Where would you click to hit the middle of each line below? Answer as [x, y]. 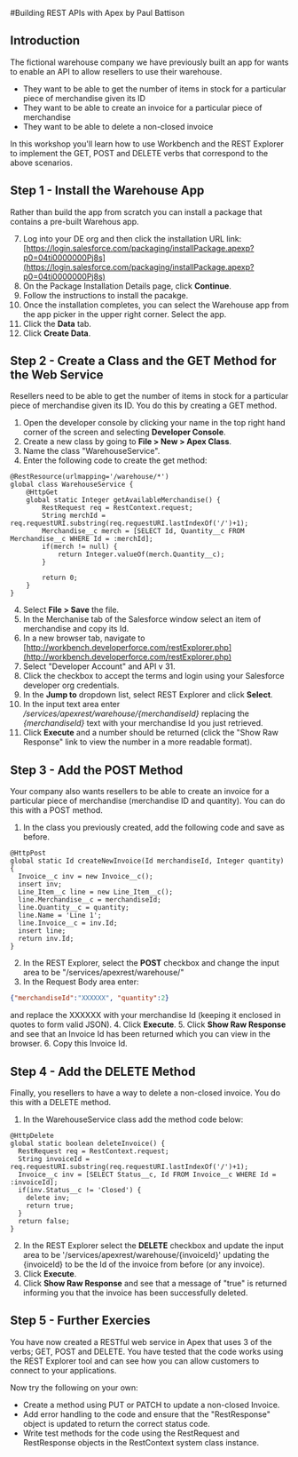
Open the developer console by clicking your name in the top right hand [154, 423]
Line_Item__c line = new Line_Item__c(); [96, 892]
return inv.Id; [46, 939]
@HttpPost [28, 853]
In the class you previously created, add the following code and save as [153, 828]
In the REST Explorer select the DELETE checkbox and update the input [153, 1245]
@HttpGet [42, 492]
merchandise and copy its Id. [76, 629]
